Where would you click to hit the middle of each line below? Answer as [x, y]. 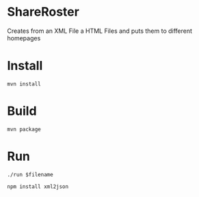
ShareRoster [43, 12]
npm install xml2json [38, 186]
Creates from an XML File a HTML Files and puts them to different [100, 31]
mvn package [24, 129]
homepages [24, 38]
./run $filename [30, 174]
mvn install [24, 84]
